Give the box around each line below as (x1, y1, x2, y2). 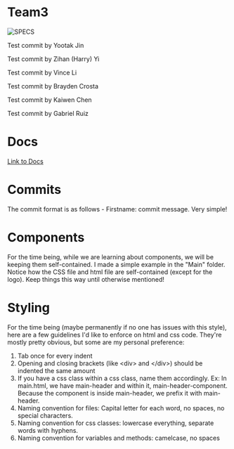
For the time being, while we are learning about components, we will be (7, 252, 214, 261)
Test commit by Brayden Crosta (7, 82, 99, 90)
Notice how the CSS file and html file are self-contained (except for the (7, 268, 213, 276)
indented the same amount (17, 366, 96, 375)
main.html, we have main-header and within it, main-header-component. (17, 381, 228, 390)
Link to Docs (7, 157, 44, 165)
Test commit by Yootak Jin (7, 41, 84, 49)
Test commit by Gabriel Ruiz (7, 109, 89, 117)
